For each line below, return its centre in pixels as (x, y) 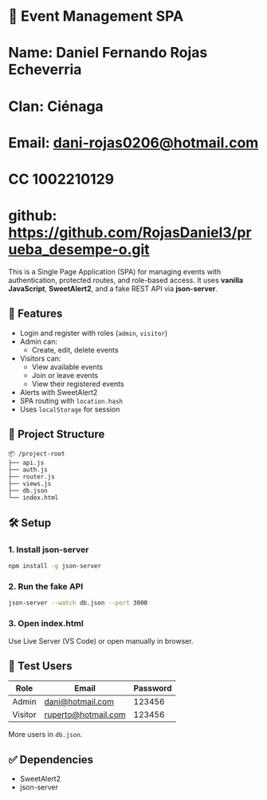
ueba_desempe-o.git (79, 250)
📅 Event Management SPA (96, 16)
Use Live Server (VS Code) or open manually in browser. (101, 640)
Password (153, 688)
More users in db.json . (45, 735)
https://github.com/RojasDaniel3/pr (130, 233)
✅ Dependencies (51, 760)
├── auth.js (28, 470)
